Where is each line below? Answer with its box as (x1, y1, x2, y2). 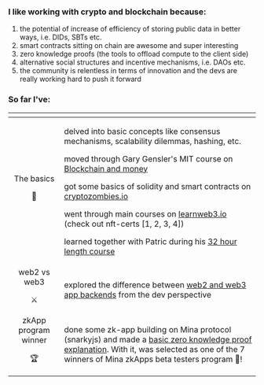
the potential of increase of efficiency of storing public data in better (19, 24, 241, 34)
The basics (13, 172, 55, 183)
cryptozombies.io (64, 191, 128, 202)
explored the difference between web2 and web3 (64, 279, 247, 290)
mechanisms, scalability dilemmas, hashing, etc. (64, 135, 242, 146)
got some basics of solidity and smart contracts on (64, 180, 251, 191)
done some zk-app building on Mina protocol (64, 324, 232, 335)
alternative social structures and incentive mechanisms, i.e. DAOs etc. (19, 57, 246, 67)
